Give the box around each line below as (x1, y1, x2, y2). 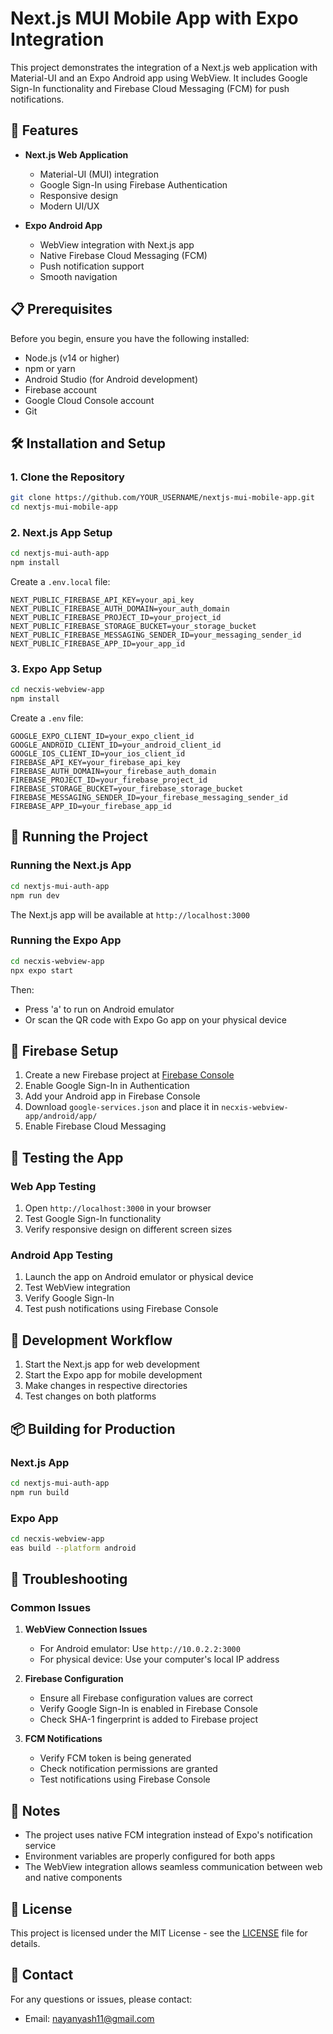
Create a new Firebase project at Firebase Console (24, 1069, 235, 1081)
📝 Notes (10, 1802, 61, 1819)
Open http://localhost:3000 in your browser (24, 1202, 212, 1214)
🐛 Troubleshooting (10, 1571, 128, 1588)
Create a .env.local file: (10, 576, 111, 588)
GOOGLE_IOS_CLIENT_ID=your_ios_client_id (10, 749, 186, 759)
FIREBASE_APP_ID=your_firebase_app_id (10, 802, 172, 812)
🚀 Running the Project (10, 828, 148, 846)
